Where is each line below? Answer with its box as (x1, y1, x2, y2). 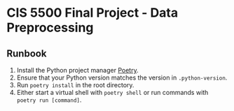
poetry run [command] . (16, 96, 82, 104)
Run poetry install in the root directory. (16, 81, 135, 89)
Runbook (6, 47, 47, 59)
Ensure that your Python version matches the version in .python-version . (16, 73, 228, 82)
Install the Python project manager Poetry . (16, 66, 139, 74)
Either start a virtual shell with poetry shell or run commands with (16, 89, 209, 96)
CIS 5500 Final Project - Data (6, 5, 179, 21)
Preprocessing (6, 20, 94, 36)
